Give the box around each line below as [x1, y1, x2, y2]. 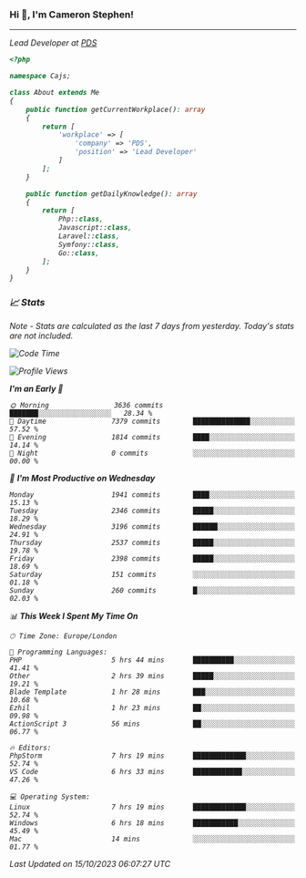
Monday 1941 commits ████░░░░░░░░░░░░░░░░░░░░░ [9, 490, 296, 500]
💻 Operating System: [9, 792, 91, 801]
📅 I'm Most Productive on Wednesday [9, 472, 156, 483]
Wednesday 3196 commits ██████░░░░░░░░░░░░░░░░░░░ [9, 522, 296, 532]
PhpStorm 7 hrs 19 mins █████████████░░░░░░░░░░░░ [9, 751, 296, 760]
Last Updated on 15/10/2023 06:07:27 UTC [9, 858, 171, 869]
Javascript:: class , [57, 223, 132, 232]
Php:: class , [57, 214, 104, 224]
